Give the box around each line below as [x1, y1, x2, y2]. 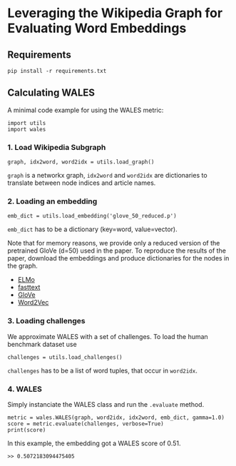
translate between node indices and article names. [7, 178, 156, 187]
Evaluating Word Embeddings [7, 20, 187, 36]
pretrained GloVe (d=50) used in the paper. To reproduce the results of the [7, 246, 227, 255]
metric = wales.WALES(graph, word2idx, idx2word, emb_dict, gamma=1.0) [7, 414, 225, 421]
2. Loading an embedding [7, 196, 98, 206]
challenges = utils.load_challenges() [7, 353, 123, 361]
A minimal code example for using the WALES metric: [7, 106, 164, 114]
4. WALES [7, 384, 43, 394]
